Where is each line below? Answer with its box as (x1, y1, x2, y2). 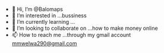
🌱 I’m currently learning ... (11, 18, 75, 25)
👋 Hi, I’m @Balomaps (11, 6, 64, 13)
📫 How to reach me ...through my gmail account (11, 32, 131, 38)
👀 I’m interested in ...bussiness (11, 12, 87, 19)
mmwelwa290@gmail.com (11, 40, 77, 47)
